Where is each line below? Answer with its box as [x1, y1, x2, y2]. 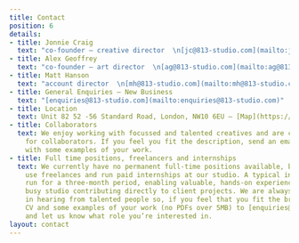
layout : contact [9, 220, 69, 229]
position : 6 [9, 21, 53, 30]
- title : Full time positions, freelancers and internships [9, 153, 238, 163]
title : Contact [9, 12, 66, 22]
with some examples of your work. [25, 145, 153, 154]
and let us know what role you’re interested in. [25, 211, 214, 221]
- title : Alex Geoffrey [9, 54, 98, 63]
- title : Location [9, 104, 77, 113]
